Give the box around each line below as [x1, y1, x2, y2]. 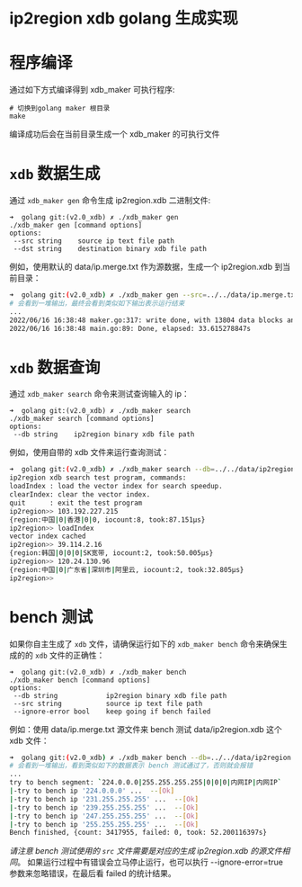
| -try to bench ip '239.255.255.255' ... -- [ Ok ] [9, 802, 200, 812]
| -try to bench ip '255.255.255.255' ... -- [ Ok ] [9, 820, 200, 829]
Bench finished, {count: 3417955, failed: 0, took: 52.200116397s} [9, 829, 268, 838]
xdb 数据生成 [9, 164, 101, 184]
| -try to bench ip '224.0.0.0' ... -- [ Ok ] [9, 786, 175, 796]
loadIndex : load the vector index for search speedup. [9, 482, 223, 491]
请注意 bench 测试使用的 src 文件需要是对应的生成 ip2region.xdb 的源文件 [9, 846, 283, 856]
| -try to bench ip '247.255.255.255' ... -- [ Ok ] [9, 811, 200, 820]
